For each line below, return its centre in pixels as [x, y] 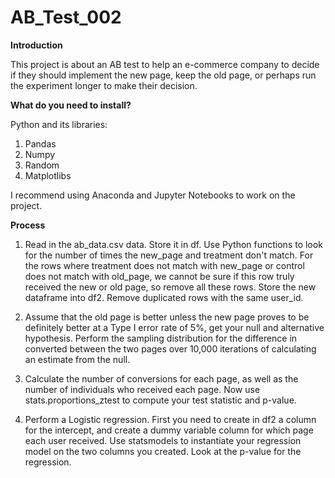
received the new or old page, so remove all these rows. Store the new [170, 287]
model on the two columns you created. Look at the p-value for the [163, 451]
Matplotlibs [48, 175]
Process [28, 225]
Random [42, 165]
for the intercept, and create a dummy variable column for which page [169, 430]
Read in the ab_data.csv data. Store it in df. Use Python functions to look [173, 244]
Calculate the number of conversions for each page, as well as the [161, 378]
